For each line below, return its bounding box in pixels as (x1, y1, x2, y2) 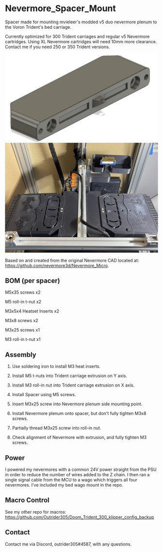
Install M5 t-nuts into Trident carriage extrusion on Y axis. (12, 373, 127, 379)
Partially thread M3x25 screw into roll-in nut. (12, 425, 101, 431)
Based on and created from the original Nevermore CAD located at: (5, 257, 139, 263)
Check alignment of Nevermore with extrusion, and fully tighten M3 (12, 435, 147, 440)
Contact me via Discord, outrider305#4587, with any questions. (5, 541, 132, 547)
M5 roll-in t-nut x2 (5, 299, 42, 305)
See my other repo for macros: (5, 509, 66, 515)
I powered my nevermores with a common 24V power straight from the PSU (5, 467, 157, 472)
